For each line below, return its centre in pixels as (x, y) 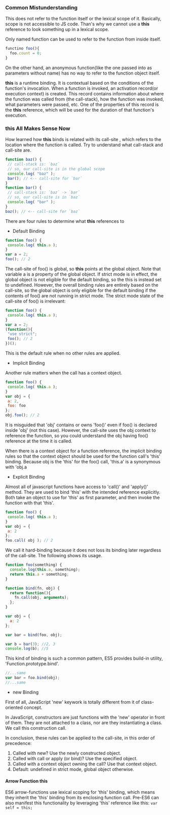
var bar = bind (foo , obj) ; (34, 635)
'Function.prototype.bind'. (32, 664)
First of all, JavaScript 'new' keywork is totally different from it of (73, 702)
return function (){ (30, 593)
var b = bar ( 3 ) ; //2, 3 (30, 644)
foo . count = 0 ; (26, 53)
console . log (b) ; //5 (27, 649)
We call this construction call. (36, 728)
